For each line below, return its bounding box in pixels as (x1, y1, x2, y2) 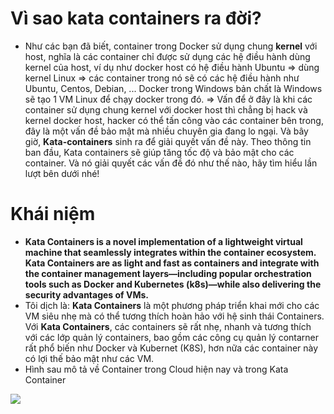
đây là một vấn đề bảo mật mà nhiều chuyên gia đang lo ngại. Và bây (24, 125, 309, 137)
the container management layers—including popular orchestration (24, 267, 312, 279)
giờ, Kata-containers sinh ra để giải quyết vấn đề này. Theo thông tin (24, 135, 312, 147)
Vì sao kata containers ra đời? (10, 7, 262, 30)
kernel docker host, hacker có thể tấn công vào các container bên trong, (24, 114, 324, 126)
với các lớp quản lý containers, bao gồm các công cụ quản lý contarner (24, 331, 320, 343)
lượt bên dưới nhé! (24, 167, 100, 179)
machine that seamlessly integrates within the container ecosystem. (24, 246, 317, 258)
